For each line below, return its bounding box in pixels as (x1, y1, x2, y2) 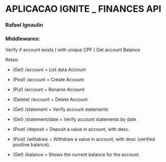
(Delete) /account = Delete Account (12, 96, 88, 103)
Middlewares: (5, 35, 40, 43)
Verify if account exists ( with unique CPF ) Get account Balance (5, 47, 140, 53)
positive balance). (12, 141, 51, 148)
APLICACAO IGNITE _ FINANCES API (5, 3, 162, 15)
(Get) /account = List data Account (12, 67, 86, 73)
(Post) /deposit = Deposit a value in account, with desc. (12, 126, 130, 132)
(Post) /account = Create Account (12, 76, 84, 83)
